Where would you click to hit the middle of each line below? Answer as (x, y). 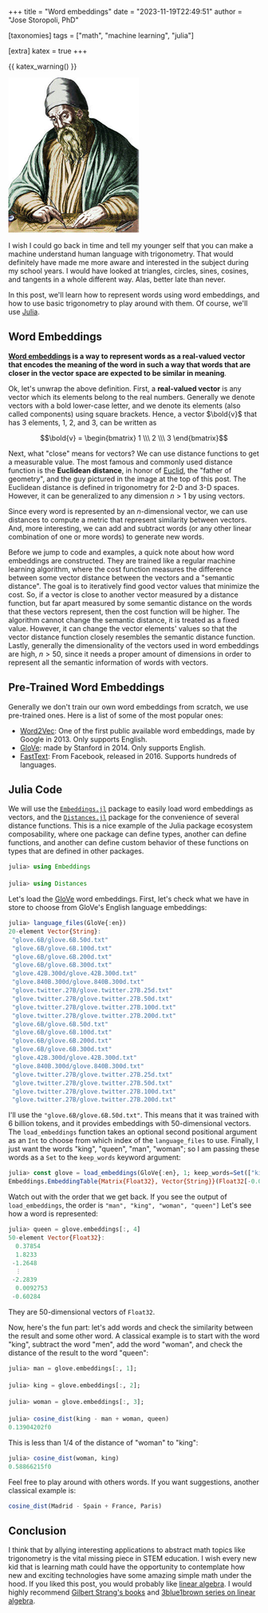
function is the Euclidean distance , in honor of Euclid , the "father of (120, 470)
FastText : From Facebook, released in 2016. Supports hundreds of (128, 756)
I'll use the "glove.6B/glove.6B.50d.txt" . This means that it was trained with (134, 1115)
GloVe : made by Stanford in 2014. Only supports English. (112, 747)
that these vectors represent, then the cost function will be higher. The (124, 611)
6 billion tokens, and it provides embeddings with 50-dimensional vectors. (130, 1124)
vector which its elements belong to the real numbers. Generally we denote (132, 397)
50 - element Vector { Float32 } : (57, 1237)
